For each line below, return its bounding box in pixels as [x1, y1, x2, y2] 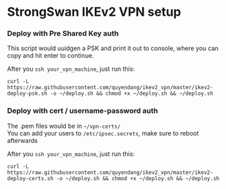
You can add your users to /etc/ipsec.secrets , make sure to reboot [7, 129, 199, 137]
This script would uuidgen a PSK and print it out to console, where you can [7, 44, 218, 52]
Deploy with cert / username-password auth [7, 106, 158, 115]
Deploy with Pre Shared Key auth [7, 29, 119, 38]
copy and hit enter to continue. [7, 52, 94, 60]
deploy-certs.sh [7, 175, 54, 182]
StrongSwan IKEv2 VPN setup [7, 4, 181, 20]
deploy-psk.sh [7, 90, 48, 97]
